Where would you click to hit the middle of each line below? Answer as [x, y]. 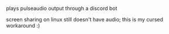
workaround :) [23, 26]
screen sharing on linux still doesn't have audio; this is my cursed [85, 19]
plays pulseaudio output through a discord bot [62, 8]
